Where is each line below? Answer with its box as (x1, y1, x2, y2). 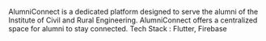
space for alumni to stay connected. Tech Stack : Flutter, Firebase (8, 24, 228, 33)
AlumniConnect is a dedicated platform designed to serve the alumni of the (8, 7, 259, 16)
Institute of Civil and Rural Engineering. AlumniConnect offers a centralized (8, 15, 258, 25)
